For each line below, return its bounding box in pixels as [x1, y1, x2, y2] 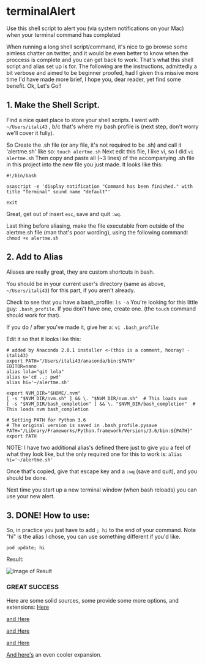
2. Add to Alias [6, 252, 63, 262]
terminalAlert [6, 4, 76, 18]
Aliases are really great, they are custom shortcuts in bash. [6, 268, 155, 276]
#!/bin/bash [6, 172, 37, 179]
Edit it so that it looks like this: [6, 335, 81, 342]
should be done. [6, 474, 48, 481]
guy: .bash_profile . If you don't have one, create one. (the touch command [6, 305, 196, 312]
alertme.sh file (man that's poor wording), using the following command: [6, 228, 188, 236]
